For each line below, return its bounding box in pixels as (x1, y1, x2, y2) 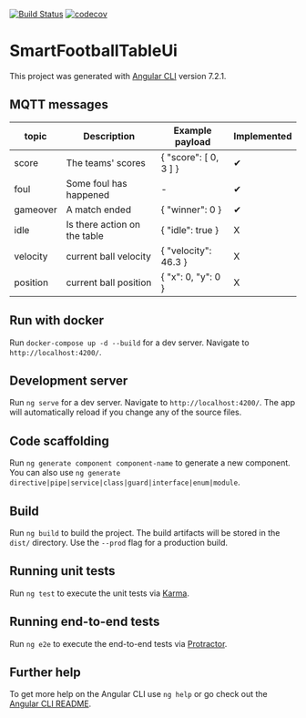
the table (66, 229, 105, 241)
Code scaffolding (9, 433, 109, 448)
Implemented (233, 129, 292, 142)
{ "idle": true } (160, 223, 219, 236)
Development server (9, 373, 128, 388)
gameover (14, 203, 57, 216)
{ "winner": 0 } (160, 203, 222, 216)
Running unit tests (9, 563, 116, 579)
